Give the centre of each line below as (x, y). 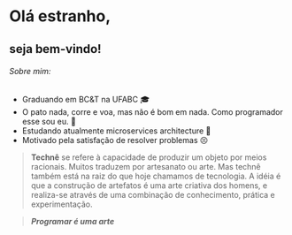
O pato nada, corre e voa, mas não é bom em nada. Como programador (152, 111)
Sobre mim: (30, 72)
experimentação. (61, 204)
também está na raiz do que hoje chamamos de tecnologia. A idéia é (156, 176)
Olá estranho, (60, 16)
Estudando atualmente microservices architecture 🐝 (116, 131)
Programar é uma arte (73, 221)
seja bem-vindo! (55, 49)
